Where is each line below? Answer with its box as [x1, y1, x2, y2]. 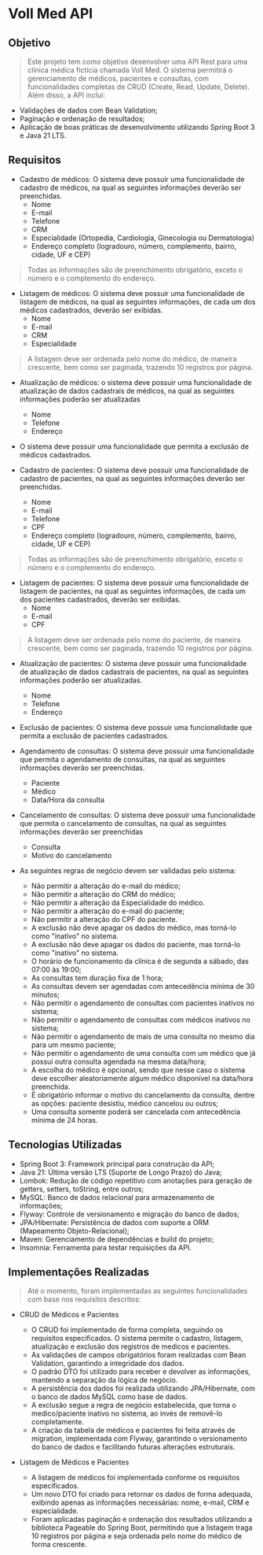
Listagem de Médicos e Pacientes [19, 1457, 130, 1467]
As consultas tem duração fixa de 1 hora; [31, 973, 163, 983]
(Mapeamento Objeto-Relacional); [19, 1226, 130, 1235]
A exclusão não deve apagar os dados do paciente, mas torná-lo [31, 939, 241, 949]
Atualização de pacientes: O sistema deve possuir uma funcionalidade [19, 658, 247, 668]
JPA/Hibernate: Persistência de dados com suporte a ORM [19, 1217, 210, 1227]
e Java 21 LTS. [19, 131, 67, 140]
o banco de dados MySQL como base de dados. [31, 1392, 188, 1401]
